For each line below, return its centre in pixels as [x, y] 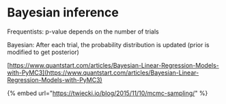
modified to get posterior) [43, 52]
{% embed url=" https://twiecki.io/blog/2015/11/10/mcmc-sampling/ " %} [108, 93]
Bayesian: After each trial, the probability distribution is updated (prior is [108, 44]
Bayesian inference [63, 13]
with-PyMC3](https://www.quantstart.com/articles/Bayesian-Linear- [103, 73]
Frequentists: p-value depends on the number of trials [83, 31]
